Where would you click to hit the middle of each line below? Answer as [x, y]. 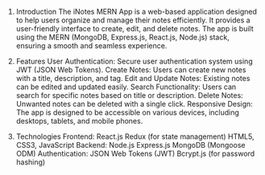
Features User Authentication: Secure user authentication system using [134, 61]
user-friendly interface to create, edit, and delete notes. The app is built [135, 28]
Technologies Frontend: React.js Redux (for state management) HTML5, [135, 136]
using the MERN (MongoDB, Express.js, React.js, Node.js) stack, [122, 37]
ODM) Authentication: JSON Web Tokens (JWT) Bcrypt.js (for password [135, 153]
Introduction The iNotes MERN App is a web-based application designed [137, 12]
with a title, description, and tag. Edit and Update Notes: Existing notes [133, 78]
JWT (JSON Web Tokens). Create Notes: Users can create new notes [131, 70]
